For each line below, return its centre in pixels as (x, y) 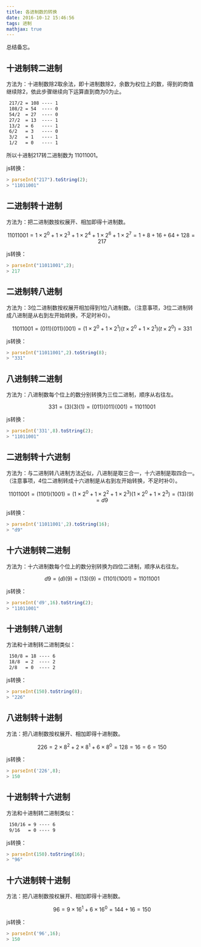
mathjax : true (24, 29)
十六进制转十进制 (38, 880)
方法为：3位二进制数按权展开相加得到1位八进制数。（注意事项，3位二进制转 (100, 307)
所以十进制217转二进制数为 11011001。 (54, 155)
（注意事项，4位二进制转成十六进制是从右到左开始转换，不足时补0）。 (94, 481)
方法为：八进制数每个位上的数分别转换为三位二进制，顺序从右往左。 (91, 395)
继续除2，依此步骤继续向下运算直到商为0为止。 (66, 91)
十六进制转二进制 (38, 550)
